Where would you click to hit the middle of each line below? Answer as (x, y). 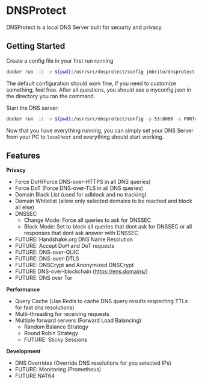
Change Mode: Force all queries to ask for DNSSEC (87, 220)
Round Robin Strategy (51, 333)
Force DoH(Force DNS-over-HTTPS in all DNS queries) (83, 182)
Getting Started (36, 46)
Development (23, 351)
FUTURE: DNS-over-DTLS (47, 259)
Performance (23, 289)
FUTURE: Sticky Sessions (55, 340)
